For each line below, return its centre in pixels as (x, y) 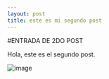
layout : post (26, 14)
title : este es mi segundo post (54, 20)
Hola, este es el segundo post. (51, 54)
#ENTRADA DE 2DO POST (45, 40)
